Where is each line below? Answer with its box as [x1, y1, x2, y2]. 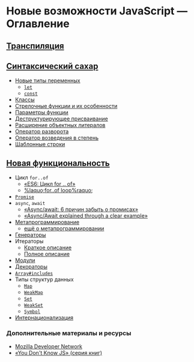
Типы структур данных [14, 276, 74, 283]
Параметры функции [14, 109, 69, 116]
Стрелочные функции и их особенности [14, 102, 118, 110]
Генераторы [14, 231, 46, 239]
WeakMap [23, 289, 43, 296]
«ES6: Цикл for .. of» [23, 180, 76, 188]
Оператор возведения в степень [14, 134, 99, 141]
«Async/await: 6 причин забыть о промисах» [23, 206, 139, 213]
